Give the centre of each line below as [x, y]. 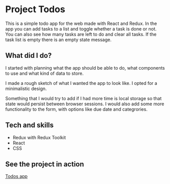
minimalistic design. [26, 88]
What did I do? [29, 56]
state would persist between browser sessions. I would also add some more [85, 104]
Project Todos [35, 9]
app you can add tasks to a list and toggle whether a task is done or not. [81, 28]
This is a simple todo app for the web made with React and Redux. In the [81, 23]
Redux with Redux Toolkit [39, 137]
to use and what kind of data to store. [45, 73]
